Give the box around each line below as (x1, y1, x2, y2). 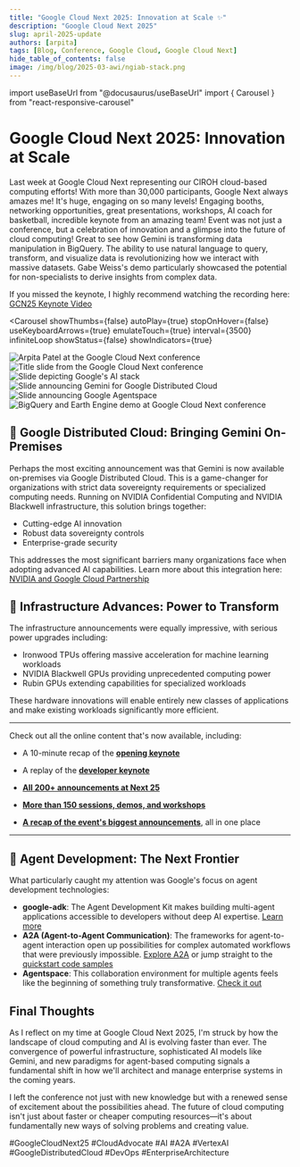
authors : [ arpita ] (9, 38, 78, 47)
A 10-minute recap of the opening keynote (21, 747, 180, 759)
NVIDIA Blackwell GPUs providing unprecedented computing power (21, 669, 271, 679)
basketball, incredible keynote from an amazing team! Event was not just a (9, 214, 283, 225)
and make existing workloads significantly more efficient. (9, 704, 220, 715)
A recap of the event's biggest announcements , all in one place (21, 817, 261, 828)
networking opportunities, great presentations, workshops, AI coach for (9, 204, 273, 215)
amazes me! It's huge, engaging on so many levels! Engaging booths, (9, 196, 265, 206)
